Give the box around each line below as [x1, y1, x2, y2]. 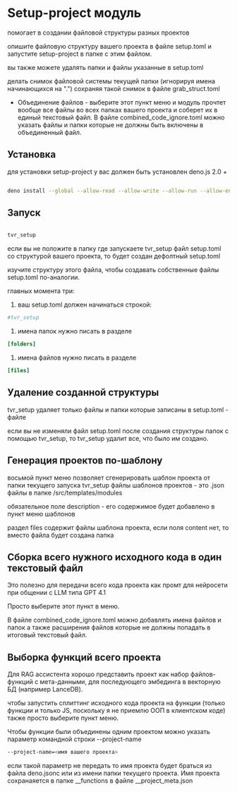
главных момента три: [7, 287, 75, 295]
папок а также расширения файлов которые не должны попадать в [7, 623, 211, 632]
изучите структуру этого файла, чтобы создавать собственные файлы [7, 266, 219, 274]
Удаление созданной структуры [7, 386, 159, 398]
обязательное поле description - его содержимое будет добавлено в [7, 502, 215, 510]
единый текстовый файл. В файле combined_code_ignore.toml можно [17, 113, 225, 122]
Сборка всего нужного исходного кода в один [7, 551, 222, 563]
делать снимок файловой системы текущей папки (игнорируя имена [7, 76, 216, 85]
